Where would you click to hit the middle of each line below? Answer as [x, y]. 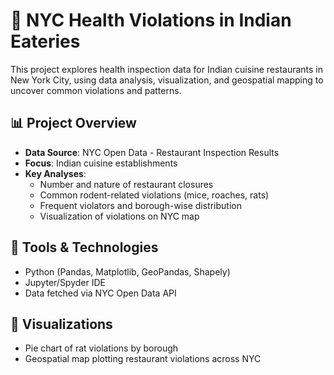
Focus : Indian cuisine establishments [101, 163]
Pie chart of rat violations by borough [101, 348]
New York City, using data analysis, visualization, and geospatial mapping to [167, 80]
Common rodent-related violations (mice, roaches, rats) [154, 195]
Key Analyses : [55, 173]
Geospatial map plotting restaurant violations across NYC [143, 359]
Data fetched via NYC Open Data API [100, 293]
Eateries [45, 41]
